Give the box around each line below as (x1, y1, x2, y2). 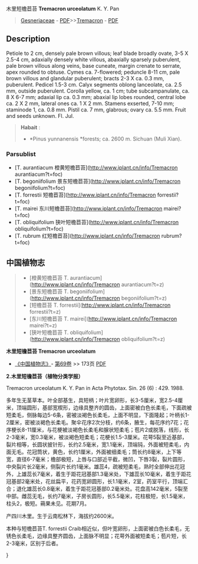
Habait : (20, 123, 41, 131)
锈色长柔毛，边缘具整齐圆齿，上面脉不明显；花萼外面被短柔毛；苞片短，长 (6, 532, 187, 539)
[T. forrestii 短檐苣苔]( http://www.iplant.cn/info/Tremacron (14, 191, 156, 199)
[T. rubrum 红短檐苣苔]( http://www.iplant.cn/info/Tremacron (14, 232, 160, 240)
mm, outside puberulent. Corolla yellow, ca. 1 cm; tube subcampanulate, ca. (6, 87, 190, 94)
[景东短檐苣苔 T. (29, 288, 69, 295)
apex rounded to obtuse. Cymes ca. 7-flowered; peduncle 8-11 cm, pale (6, 68, 180, 76)
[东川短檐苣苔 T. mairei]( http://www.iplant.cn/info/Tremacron (29, 315, 177, 322)
